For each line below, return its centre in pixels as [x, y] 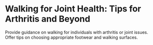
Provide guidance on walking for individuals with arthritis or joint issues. [77, 32]
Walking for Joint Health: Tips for [73, 9]
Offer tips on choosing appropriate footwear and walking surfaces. [71, 37]
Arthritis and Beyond [48, 19]
